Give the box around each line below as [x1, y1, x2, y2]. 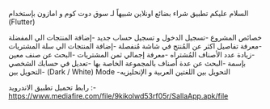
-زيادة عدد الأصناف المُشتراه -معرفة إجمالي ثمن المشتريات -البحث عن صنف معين [8, 50, 255, 59]
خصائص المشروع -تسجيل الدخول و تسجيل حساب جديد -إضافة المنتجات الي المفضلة [8, 33, 263, 42]
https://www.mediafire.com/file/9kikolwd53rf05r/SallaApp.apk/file [8, 91, 229, 101]
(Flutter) [8, 17, 36, 27]
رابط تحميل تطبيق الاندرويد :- [8, 82, 97, 92]
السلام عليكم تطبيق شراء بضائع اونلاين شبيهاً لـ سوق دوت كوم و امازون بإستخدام [8, 9, 249, 18]
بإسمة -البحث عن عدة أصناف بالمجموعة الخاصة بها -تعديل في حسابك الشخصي [8, 58, 247, 68]
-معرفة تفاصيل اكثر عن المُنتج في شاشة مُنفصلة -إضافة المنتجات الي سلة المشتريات [8, 41, 263, 51]
